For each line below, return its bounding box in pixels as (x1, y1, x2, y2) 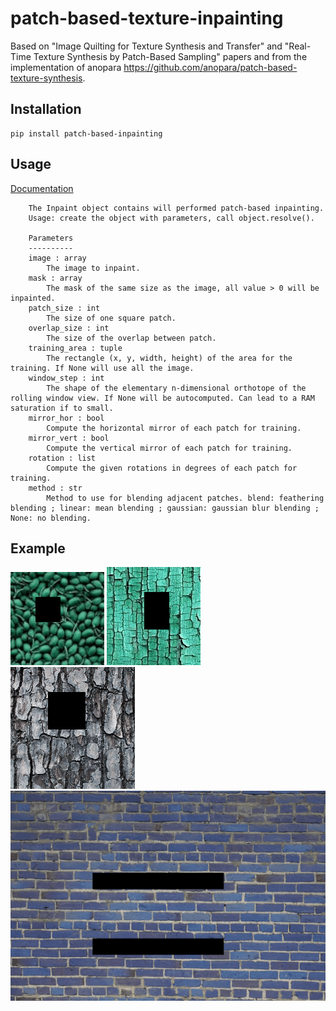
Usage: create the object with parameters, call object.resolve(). (28, 213, 315, 223)
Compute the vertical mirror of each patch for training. (46, 443, 293, 453)
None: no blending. (10, 513, 92, 523)
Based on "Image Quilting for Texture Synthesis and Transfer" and (10, 40, 283, 52)
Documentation (10, 182, 74, 194)
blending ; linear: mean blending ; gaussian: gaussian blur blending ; (10, 503, 320, 513)
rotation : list (28, 453, 97, 463)
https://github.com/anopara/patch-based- (123, 61, 298, 73)
